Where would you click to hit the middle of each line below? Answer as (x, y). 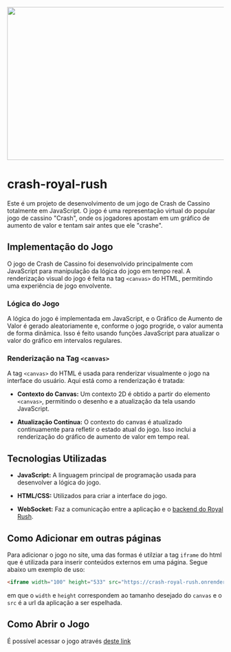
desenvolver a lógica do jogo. (59, 482)
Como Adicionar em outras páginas (84, 538)
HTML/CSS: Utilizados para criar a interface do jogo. (92, 496)
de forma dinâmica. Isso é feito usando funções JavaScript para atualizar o (113, 333)
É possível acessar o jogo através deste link (69, 641)
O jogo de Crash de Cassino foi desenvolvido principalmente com (100, 264)
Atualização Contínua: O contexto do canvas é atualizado (99, 422)
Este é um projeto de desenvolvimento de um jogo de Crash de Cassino (109, 203)
